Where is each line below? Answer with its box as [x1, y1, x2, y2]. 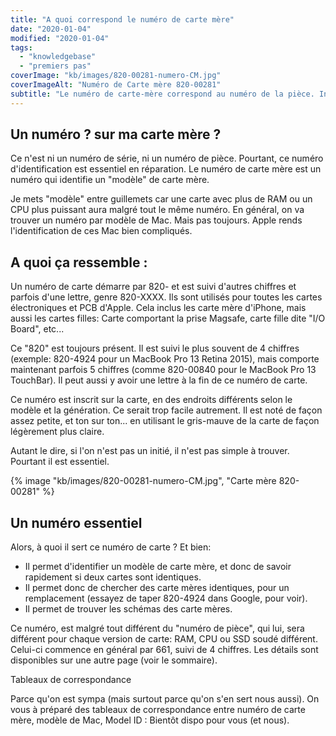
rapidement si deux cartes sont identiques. [24, 571, 202, 583]
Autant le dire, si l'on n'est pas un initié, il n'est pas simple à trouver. [10, 445, 290, 457]
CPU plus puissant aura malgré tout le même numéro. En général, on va [10, 204, 305, 216]
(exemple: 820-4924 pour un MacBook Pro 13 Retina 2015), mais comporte [10, 353, 320, 365]
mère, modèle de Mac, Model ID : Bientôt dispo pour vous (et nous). [10, 714, 290, 726]
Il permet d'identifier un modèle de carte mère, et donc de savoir [24, 561, 292, 573]
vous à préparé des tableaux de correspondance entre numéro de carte [10, 704, 306, 716]
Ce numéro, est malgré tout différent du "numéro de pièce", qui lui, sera [10, 622, 305, 635]
